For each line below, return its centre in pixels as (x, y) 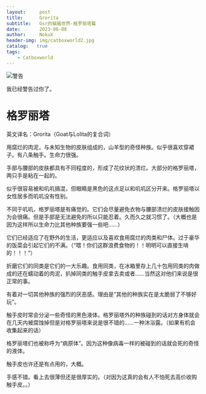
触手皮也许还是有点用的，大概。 (47, 364)
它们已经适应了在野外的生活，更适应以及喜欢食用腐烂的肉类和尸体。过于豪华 (103, 237)
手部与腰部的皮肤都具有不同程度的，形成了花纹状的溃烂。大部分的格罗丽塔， (103, 168)
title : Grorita (33, 18)
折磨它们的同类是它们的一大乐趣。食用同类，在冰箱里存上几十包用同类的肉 (100, 266)
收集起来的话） (25, 330)
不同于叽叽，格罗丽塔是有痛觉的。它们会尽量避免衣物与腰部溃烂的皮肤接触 (100, 209)
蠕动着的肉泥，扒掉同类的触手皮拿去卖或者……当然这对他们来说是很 (113, 273)
